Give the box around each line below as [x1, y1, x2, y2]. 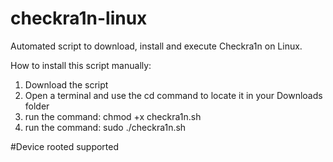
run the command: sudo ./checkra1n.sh [24, 121, 187, 133]
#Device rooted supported [10, 140, 120, 152]
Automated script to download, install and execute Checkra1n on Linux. [10, 40, 303, 52]
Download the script [24, 78, 109, 91]
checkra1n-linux [10, 7, 148, 30]
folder [24, 100, 50, 112]
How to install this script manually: [10, 59, 152, 71]
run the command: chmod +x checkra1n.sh [24, 110, 202, 122]
